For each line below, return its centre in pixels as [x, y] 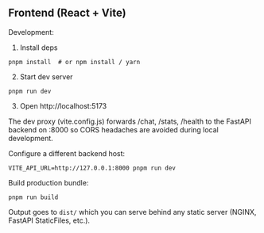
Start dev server [46, 76]
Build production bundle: [49, 182]
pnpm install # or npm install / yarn [74, 62]
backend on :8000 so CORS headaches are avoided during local [113, 129]
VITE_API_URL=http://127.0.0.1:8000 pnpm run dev [92, 168]
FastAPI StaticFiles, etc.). [49, 220]
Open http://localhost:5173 [63, 105]
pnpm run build [33, 197]
